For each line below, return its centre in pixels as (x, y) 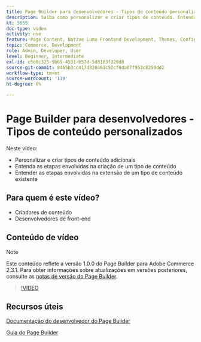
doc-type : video (26, 28)
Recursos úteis (35, 306)
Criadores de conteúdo (43, 212)
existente (26, 179)
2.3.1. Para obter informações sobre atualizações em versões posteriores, (97, 270)
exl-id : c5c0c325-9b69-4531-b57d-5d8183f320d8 (65, 62)
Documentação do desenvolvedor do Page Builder (68, 321)
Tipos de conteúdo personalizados (95, 132)
